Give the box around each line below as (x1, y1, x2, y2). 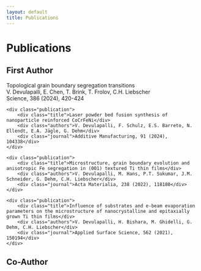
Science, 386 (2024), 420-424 (6, 94, 84, 102)
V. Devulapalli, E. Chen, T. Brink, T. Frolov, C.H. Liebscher (6, 88, 151, 95)
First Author (6, 65, 53, 76)
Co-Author (6, 256, 48, 267)
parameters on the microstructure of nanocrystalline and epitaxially (6, 208, 190, 214)
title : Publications (6, 15, 59, 21)
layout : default (6, 9, 48, 15)
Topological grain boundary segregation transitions (6, 81, 136, 89)
